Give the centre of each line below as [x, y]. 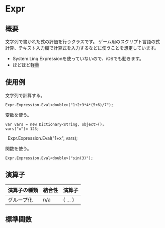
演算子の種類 [23, 190]
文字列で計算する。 [25, 95]
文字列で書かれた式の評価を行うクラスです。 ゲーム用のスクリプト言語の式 [82, 42]
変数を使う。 [18, 115]
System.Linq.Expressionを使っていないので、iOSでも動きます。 [78, 59]
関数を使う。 [18, 148]
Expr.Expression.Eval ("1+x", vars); [43, 138]
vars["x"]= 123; [22, 129]
